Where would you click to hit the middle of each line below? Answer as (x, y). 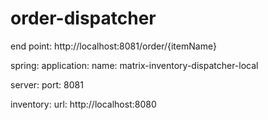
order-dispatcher (83, 18)
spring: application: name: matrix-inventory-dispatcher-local (134, 65)
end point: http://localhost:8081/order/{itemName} (113, 46)
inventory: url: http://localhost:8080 (83, 104)
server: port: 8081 (47, 84)
